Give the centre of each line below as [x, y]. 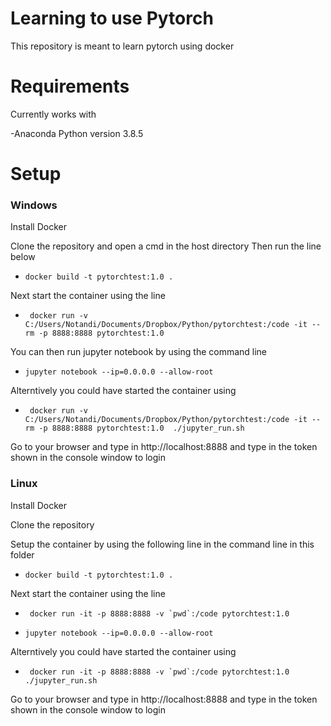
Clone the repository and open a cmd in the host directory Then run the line [166, 246]
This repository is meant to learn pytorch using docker [122, 46]
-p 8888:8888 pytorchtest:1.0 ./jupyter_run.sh [141, 428]
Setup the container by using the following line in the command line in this [162, 544]
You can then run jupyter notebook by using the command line [139, 352]
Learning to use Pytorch [112, 18]
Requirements [70, 86]
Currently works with [53, 114]
